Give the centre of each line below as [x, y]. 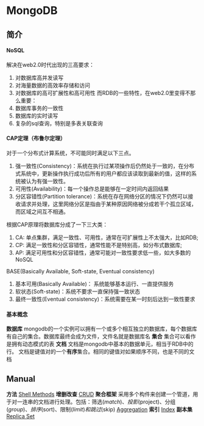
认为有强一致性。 [47, 181]
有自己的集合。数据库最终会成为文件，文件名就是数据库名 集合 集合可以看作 [101, 337]
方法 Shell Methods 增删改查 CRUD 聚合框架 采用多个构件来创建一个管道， [100, 394]
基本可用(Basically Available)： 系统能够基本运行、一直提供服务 [94, 284]
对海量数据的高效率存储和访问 [52, 85]
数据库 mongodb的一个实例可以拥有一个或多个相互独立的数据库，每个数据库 [102, 329]
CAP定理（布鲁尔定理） [36, 138]
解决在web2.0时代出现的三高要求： [50, 65]
